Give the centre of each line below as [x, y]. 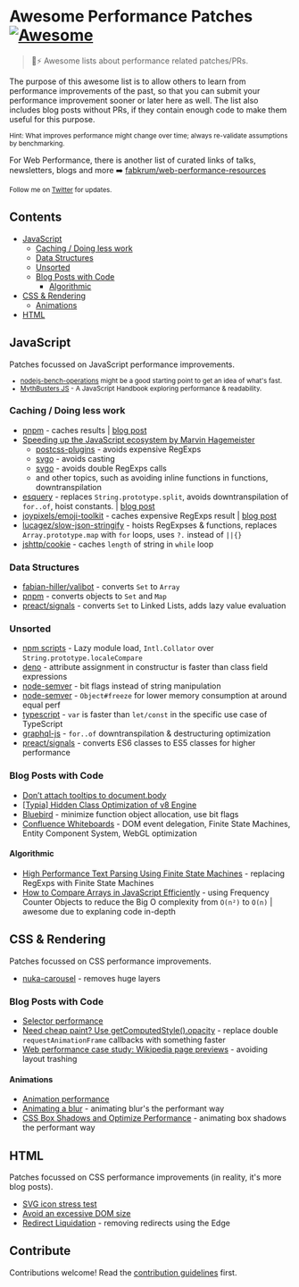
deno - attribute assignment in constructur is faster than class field [145, 667]
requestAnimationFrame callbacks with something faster [124, 1040]
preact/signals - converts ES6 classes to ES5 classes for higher [139, 743]
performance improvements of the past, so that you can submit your [135, 90]
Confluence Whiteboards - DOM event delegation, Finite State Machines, [156, 823]
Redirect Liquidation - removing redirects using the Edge [126, 1223]
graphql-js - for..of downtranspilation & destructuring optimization [146, 733]
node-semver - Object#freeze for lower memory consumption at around [154, 696]
